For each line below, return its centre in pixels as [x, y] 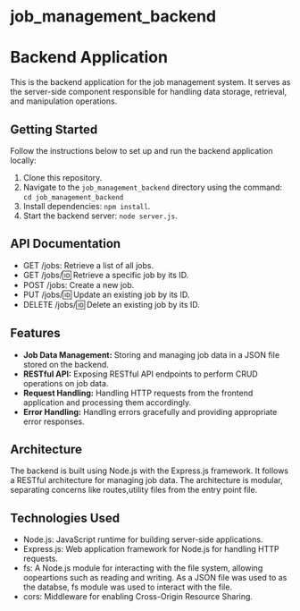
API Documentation [66, 244]
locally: [23, 160]
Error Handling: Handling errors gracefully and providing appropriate [150, 412]
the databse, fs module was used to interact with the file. [128, 587]
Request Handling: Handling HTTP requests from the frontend [138, 393]
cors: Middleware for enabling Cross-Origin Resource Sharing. [138, 597]
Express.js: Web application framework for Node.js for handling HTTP [151, 549]
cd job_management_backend [73, 197]
